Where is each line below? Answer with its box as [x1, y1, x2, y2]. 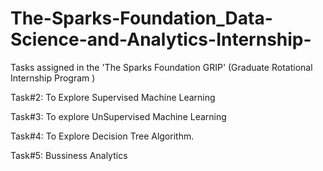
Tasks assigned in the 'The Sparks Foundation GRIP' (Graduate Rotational [10, 61, 313, 73]
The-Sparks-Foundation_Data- [10, 7, 273, 30]
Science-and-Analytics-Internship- [10, 28, 312, 51]
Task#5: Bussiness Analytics [10, 149, 128, 161]
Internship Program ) [10, 72, 96, 84]
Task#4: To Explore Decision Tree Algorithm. [10, 130, 195, 142]
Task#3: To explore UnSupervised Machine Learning [10, 110, 227, 122]
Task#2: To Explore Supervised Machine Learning [10, 91, 216, 103]
